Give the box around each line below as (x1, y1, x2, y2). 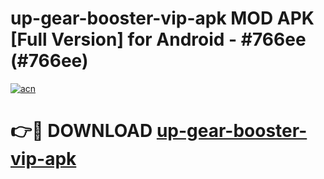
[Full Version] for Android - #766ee (10, 28, 307, 51)
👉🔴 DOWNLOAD (10, 120, 153, 142)
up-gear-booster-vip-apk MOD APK (10, 7, 315, 30)
